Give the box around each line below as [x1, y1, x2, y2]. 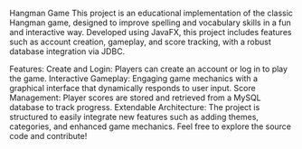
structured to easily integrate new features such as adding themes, [9, 112, 260, 122]
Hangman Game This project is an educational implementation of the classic [9, 8, 294, 18]
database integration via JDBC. [9, 46, 126, 57]
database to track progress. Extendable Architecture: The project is [9, 102, 260, 112]
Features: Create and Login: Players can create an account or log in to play [9, 63, 288, 74]
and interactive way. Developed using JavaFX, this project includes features [9, 27, 292, 37]
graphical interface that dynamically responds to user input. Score [9, 83, 256, 93]
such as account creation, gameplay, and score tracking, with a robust [9, 36, 271, 47]
